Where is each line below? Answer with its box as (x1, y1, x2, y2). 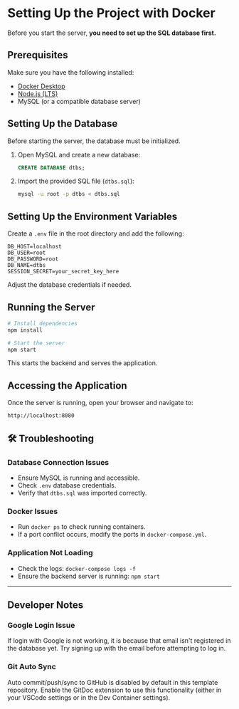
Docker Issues (7, 506, 58, 516)
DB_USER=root (7, 249, 46, 257)
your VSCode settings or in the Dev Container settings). (7, 693, 171, 702)
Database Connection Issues (7, 457, 110, 467)
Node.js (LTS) (17, 89, 58, 98)
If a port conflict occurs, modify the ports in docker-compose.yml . (17, 530, 207, 539)
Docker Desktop (17, 82, 65, 90)
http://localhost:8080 (7, 412, 75, 419)
